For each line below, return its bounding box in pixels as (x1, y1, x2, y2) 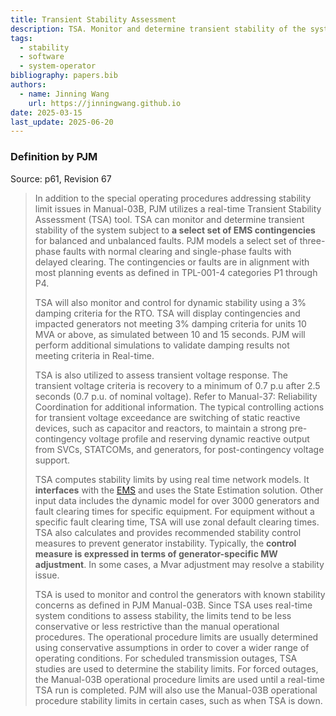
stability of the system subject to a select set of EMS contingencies (34, 224, 316, 236)
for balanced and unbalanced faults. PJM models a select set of (34, 234, 298, 246)
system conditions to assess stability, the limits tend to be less (34, 609, 292, 621)
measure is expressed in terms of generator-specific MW (34, 547, 278, 560)
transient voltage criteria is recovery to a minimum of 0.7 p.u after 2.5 (34, 379, 321, 391)
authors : (10, 80, 47, 90)
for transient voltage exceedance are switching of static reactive (34, 411, 301, 423)
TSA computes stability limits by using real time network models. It (34, 473, 310, 485)
